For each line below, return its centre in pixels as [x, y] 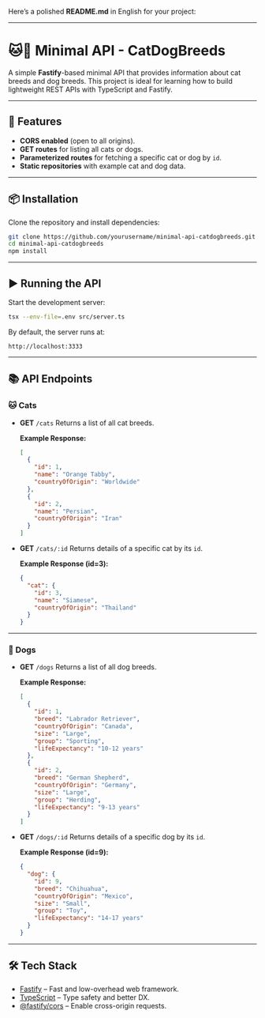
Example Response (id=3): [64, 564]
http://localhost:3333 [45, 346]
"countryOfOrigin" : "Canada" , [84, 726]
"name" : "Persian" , [66, 511]
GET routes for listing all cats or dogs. [81, 149]
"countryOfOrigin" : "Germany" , [86, 785]
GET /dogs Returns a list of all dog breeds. [88, 667]
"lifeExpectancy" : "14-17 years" [89, 918]
